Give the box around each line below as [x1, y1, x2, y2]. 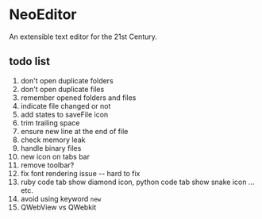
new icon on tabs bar [20, 152, 91, 161]
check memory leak [20, 135, 86, 144]
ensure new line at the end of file [20, 126, 129, 136]
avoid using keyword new [20, 194, 102, 203]
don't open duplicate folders [20, 75, 114, 85]
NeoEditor [9, 6, 77, 24]
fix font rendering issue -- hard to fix [20, 168, 141, 178]
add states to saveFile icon [20, 109, 109, 119]
